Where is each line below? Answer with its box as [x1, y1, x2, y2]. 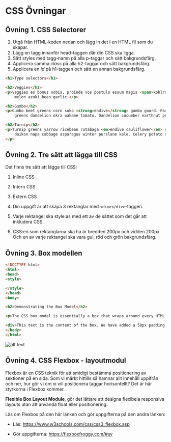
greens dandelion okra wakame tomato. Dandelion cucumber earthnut [14, 113, 160, 118]
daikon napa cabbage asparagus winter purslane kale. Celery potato [14, 131, 163, 137]
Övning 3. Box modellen [5, 248, 82, 257]
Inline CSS [12, 174, 35, 180]
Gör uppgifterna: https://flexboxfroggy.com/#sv [12, 431, 113, 437]
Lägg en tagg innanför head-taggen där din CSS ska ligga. [12, 50, 135, 56]
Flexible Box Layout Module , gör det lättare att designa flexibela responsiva [5, 396, 164, 402]
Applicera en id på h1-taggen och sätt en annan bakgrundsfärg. [12, 66, 146, 72]
